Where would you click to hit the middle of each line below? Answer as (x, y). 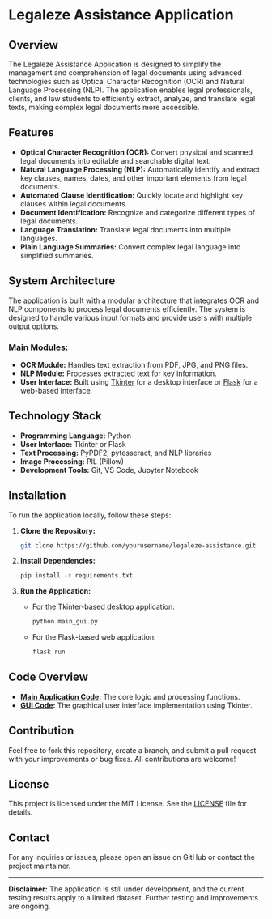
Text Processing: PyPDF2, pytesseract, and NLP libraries (116, 453)
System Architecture (62, 281)
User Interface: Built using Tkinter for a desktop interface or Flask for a (139, 381)
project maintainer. (40, 866)
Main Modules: (38, 347)
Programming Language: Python (76, 436)
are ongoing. (30, 906)
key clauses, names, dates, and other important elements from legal (133, 178)
